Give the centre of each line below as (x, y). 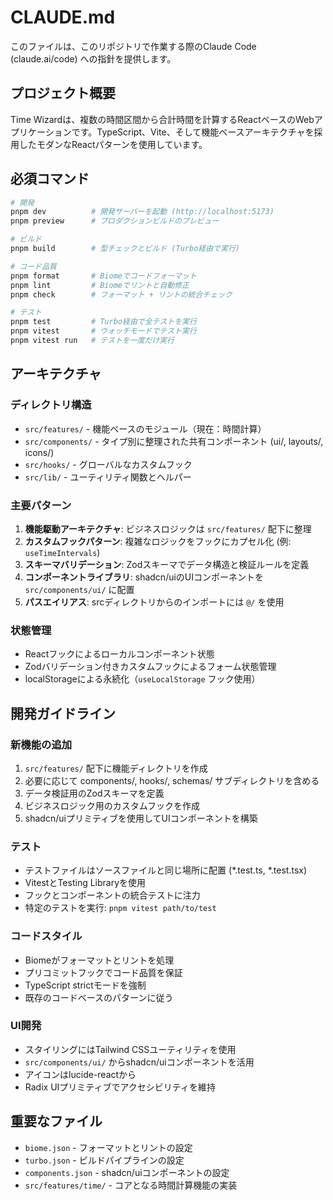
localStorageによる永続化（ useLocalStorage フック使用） (142, 679)
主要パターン (41, 505)
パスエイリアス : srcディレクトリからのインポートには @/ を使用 (154, 602)
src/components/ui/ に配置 (79, 589)
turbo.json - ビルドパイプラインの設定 (104, 1160)
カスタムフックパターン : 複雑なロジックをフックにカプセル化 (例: (158, 541)
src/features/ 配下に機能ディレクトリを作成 (116, 768)
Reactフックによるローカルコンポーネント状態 (119, 654)
